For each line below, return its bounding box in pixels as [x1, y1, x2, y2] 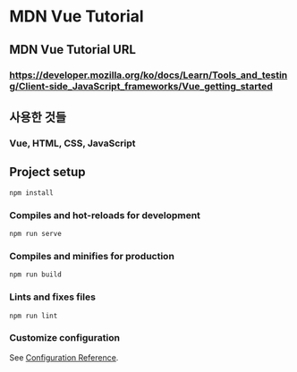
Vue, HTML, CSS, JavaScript [9, 137, 136, 149]
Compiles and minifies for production [9, 249, 174, 262]
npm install [9, 188, 54, 198]
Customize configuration [9, 332, 121, 344]
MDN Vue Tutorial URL [9, 42, 137, 57]
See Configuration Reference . [9, 351, 119, 363]
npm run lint [9, 311, 58, 320]
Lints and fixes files [9, 291, 97, 303]
